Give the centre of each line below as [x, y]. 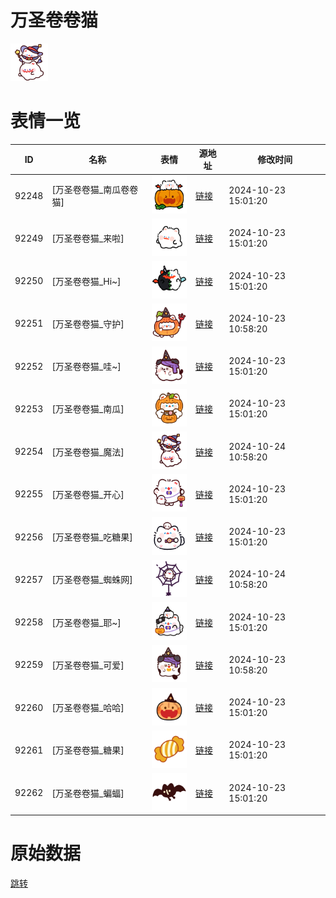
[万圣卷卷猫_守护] [88, 323]
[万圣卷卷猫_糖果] [88, 750]
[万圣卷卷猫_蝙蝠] [88, 793]
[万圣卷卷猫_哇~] [86, 367]
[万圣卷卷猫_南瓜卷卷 [95, 190]
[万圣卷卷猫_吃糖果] [92, 537]
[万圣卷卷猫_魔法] [88, 452]
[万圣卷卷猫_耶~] [86, 622]
